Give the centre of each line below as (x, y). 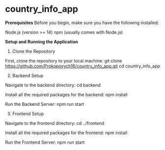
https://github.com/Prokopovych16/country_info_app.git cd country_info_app (83, 66)
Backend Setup (28, 75)
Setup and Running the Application (42, 42)
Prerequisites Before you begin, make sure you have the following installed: (82, 23)
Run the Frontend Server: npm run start (45, 142)
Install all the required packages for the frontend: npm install (66, 133)
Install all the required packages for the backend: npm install (66, 94)
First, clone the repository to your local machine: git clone (64, 60)
